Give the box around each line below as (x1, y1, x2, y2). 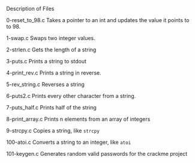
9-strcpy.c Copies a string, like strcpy (6, 127, 100, 134)
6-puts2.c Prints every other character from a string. (6, 93, 136, 99)
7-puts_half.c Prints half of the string (6, 104, 97, 111)
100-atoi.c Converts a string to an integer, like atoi (6, 139, 131, 146)
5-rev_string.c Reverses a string (6, 81, 85, 88)
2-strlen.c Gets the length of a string (6, 46, 97, 53)
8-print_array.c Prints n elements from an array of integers (6, 116, 151, 122)
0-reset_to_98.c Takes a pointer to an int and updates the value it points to (6, 17, 190, 23)
